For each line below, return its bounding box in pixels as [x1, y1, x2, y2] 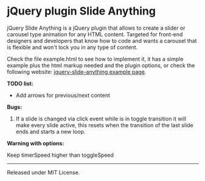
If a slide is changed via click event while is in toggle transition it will [15, 115, 186, 122]
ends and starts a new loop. [15, 128, 86, 135]
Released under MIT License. [7, 168, 80, 176]
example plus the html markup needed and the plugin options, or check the [7, 62, 195, 69]
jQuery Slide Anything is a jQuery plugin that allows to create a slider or [7, 24, 186, 31]
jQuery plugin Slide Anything [7, 4, 156, 18]
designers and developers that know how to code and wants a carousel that [7, 37, 197, 44]
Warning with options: [7, 139, 64, 146]
